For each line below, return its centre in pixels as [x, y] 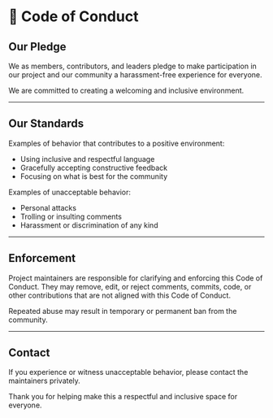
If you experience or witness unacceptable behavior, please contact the [128, 372]
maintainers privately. [45, 381]
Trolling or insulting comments [71, 216]
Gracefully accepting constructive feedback [94, 168]
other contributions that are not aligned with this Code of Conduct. [120, 295]
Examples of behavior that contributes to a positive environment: [117, 143]
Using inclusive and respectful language [87, 159]
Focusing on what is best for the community [94, 176]
